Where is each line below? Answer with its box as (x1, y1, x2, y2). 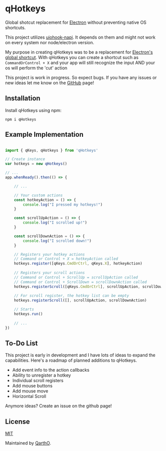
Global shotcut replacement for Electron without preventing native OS (5, 19, 147, 25)
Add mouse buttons (12, 383, 53, 389)
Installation (5, 94, 41, 103)
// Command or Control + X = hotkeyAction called (14, 256, 119, 262)
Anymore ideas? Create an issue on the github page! (5, 403, 112, 409)
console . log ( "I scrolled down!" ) (23, 238, 92, 243)
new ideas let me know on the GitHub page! (5, 80, 94, 86)
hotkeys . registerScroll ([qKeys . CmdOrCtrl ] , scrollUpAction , (14, 284, 140, 289)
